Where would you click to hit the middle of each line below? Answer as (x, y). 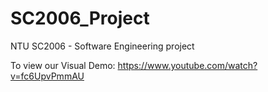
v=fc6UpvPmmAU (47, 76)
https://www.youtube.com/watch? (187, 65)
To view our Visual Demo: (63, 65)
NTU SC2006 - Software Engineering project (102, 46)
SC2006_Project (80, 18)
